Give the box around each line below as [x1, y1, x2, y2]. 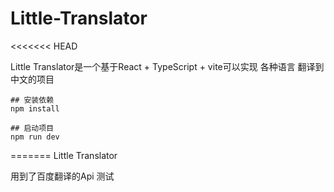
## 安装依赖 [10, 95, 55, 105]
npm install [10, 103, 60, 114]
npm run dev [10, 132, 60, 142]
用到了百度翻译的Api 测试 [10, 170, 115, 182]
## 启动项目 [10, 123, 55, 133]
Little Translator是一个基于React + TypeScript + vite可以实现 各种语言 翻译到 [10, 60, 325, 72]
